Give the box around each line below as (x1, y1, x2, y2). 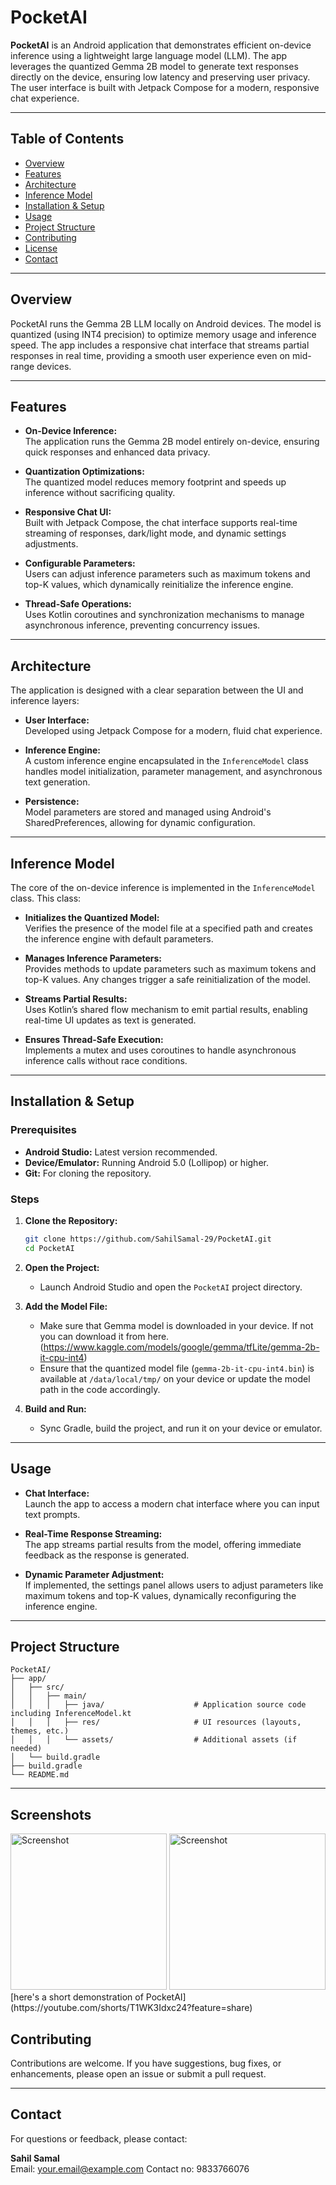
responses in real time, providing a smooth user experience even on (10, 349, 291, 361)
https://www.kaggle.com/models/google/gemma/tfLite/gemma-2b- (43, 1341, 320, 1353)
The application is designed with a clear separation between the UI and (10, 684, 304, 696)
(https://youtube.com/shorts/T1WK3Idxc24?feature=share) (10, 2002, 253, 2014)
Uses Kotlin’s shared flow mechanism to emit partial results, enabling (24, 1004, 308, 1015)
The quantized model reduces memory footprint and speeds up (24, 476, 287, 488)
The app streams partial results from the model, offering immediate (24, 1538, 302, 1550)
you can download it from (39, 1330, 146, 1342)
